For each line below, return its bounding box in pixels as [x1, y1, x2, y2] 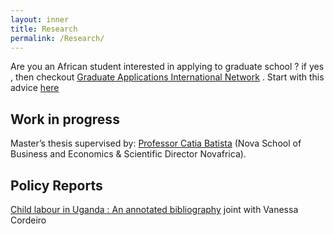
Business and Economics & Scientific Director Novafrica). [10, 148, 247, 160]
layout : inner [10, 14, 70, 25]
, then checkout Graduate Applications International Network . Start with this [10, 71, 325, 83]
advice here [10, 82, 60, 94]
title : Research [10, 24, 78, 34]
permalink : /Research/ [10, 33, 105, 43]
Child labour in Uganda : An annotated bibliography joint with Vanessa [10, 204, 299, 215]
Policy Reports [10, 177, 103, 194]
